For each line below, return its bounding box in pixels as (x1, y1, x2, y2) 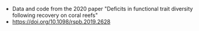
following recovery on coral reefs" (12, 12, 98, 19)
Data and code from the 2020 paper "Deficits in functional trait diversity (12, 5, 194, 12)
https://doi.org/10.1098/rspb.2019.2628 (12, 18, 111, 25)
